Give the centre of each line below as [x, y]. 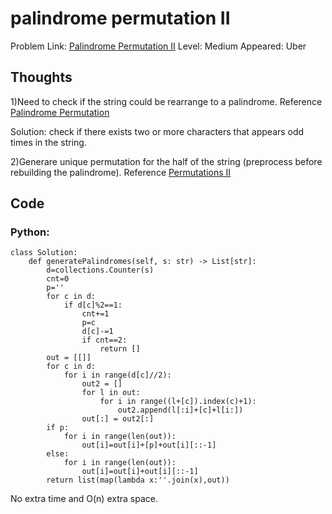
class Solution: [44, 253]
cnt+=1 [95, 314]
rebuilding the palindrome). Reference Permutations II [121, 172]
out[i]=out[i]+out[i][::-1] [140, 472]
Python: [30, 232]
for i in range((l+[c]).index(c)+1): [178, 402]
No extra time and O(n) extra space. [84, 499]
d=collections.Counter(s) [100, 270]
